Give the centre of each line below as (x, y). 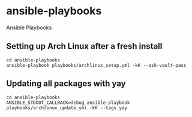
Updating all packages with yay (66, 84)
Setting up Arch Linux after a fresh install (84, 46)
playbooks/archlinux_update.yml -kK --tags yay (67, 108)
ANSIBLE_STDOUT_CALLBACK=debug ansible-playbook (68, 103)
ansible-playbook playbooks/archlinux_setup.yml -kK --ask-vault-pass (96, 65)
